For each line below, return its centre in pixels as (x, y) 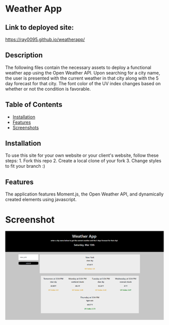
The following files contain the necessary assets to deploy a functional (78, 67)
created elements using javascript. (41, 200)
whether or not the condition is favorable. (48, 89)
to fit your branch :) (25, 166)
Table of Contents (34, 105)
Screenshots (26, 127)
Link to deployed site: (39, 27)
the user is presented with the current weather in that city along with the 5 (82, 78)
